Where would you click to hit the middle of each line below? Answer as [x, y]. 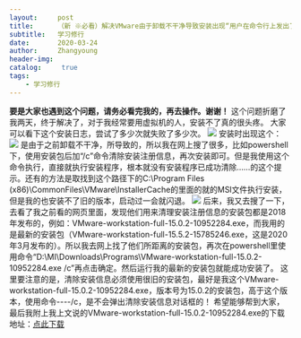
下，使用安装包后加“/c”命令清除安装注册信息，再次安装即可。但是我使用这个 [149, 156]
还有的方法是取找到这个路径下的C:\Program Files [115, 178]
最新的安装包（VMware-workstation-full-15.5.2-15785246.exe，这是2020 [152, 234]
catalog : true [43, 68]
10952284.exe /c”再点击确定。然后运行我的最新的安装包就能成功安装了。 [144, 268]
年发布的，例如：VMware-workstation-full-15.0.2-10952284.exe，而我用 [143, 223]
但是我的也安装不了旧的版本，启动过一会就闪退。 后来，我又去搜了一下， [149, 200]
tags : [19, 76]
